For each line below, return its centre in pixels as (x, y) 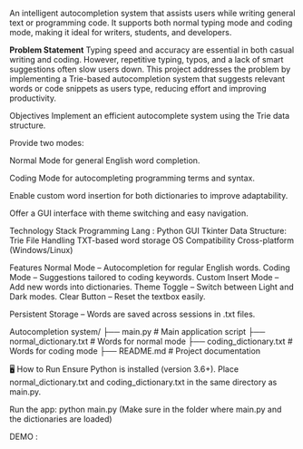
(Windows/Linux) (41, 250)
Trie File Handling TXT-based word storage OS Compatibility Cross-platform (152, 240)
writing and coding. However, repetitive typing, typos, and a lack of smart (147, 59)
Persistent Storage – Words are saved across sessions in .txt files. (132, 314)
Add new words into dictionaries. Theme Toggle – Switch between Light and (151, 287)
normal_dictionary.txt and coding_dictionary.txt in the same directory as (143, 382)
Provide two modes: (47, 143)
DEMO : (24, 436)
